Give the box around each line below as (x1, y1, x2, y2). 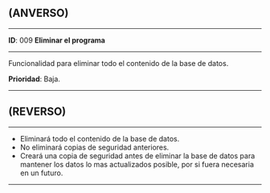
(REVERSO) (8, 105, 67, 119)
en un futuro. (19, 168, 63, 178)
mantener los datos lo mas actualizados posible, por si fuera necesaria (19, 159, 255, 169)
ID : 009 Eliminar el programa (8, 35, 106, 45)
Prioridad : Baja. (8, 74, 60, 84)
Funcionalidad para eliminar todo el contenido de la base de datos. (8, 58, 229, 68)
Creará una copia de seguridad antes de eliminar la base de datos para (19, 150, 256, 160)
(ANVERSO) (8, 6, 69, 20)
